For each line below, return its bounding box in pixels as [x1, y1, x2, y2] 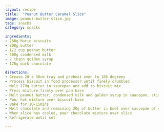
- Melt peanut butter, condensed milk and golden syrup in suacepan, [5, 93, 150, 97]
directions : [5, 70, 29, 75]
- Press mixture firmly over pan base [5, 88, 84, 93]
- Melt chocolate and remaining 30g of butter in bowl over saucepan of [5, 106, 156, 111]
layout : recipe [5, 7, 36, 12]
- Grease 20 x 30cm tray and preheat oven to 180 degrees [5, 75, 125, 79]
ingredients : [5, 34, 32, 39]
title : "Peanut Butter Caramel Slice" [5, 12, 86, 17]
